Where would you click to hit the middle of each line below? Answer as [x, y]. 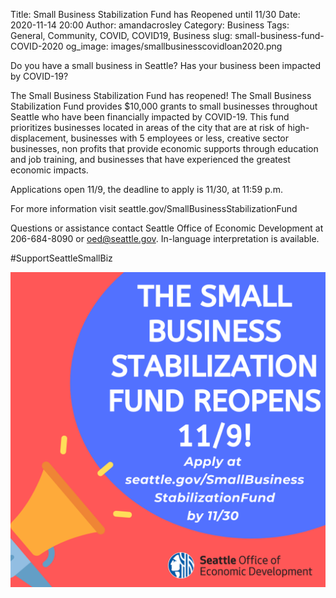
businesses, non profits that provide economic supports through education [164, 148]
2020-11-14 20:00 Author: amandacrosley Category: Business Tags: [150, 25]
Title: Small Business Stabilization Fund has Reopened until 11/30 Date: [155, 14]
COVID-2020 [37, 46]
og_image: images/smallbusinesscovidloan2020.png [174, 46]
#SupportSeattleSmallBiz [61, 258]
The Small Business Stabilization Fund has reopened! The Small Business [161, 95]
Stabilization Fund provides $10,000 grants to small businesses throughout [164, 106]
